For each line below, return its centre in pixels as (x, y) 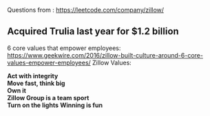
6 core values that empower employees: (64, 48)
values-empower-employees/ (49, 62)
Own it (17, 90)
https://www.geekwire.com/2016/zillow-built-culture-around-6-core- (105, 55)
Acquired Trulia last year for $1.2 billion (93, 31)
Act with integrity (33, 76)
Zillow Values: (112, 62)
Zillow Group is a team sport (48, 97)
